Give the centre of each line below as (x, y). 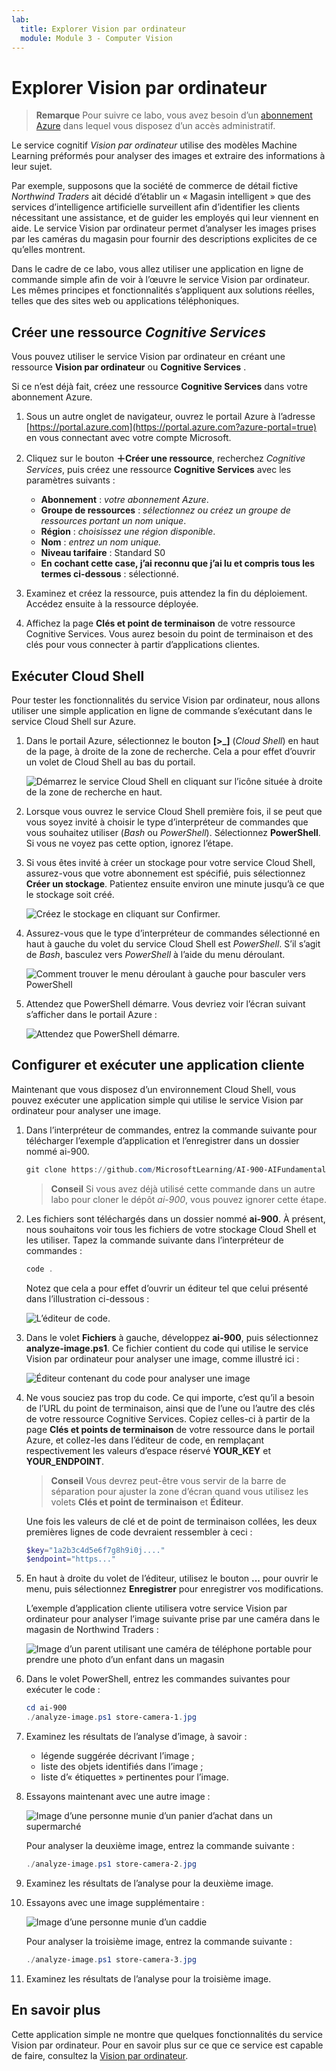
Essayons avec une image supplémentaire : (115, 1902)
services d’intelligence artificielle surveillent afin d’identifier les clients (156, 207)
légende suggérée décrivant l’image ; (117, 1755)
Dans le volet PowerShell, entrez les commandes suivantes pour (158, 1679)
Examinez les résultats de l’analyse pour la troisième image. (148, 1978)
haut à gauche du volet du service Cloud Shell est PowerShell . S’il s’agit (173, 943)
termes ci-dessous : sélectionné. (109, 574)
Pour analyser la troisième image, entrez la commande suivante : (159, 1941)
